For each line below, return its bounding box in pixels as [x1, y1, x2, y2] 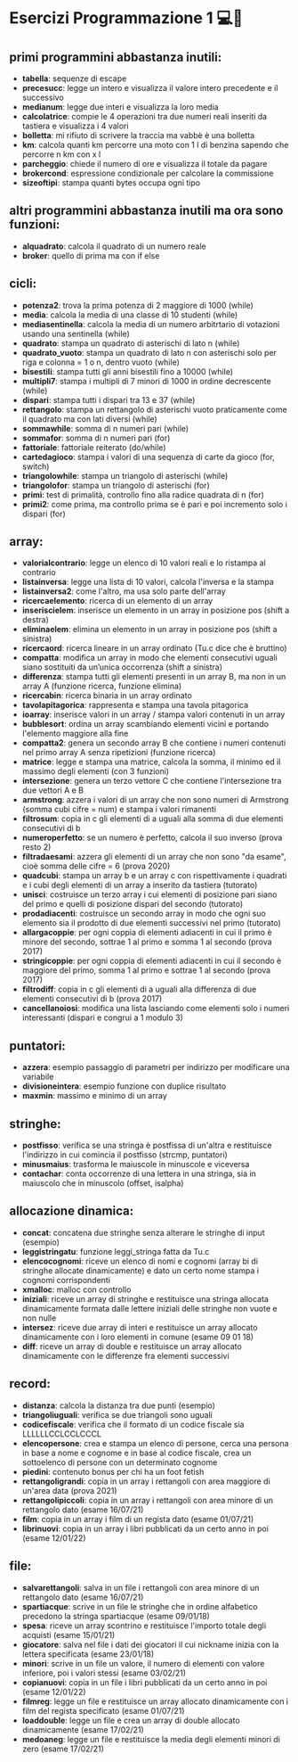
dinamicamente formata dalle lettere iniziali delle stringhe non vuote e [21, 1303, 278, 1313]
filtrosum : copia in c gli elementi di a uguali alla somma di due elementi [21, 813, 284, 824]
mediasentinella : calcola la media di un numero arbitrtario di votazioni [21, 318, 280, 329]
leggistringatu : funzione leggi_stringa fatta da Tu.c [21, 1246, 210, 1256]
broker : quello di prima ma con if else [21, 250, 160, 260]
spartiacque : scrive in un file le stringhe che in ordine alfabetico [21, 1601, 258, 1611]
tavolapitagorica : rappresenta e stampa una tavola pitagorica [21, 700, 249, 711]
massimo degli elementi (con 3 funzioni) [21, 766, 170, 777]
